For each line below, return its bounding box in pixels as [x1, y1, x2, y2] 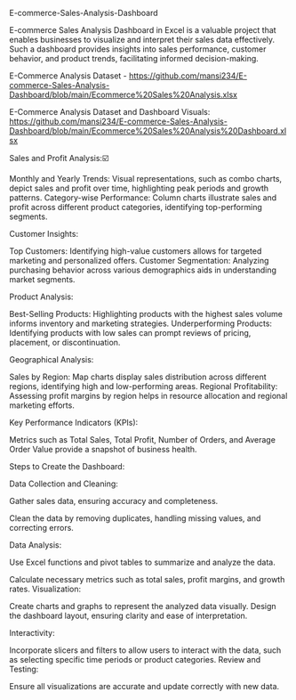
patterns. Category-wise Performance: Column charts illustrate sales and [9, 192, 277, 203]
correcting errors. [9, 523, 74, 533]
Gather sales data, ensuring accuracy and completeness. [9, 496, 219, 506]
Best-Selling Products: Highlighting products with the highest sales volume [9, 309, 283, 319]
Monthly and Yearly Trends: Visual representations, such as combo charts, [9, 174, 283, 183]
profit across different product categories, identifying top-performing [9, 202, 262, 212]
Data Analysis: [9, 540, 62, 550]
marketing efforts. [9, 400, 76, 411]
